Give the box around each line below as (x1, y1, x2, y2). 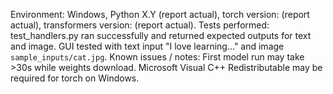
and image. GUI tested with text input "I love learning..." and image (10, 40, 285, 52)
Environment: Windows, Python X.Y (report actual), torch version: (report (10, 9, 310, 20)
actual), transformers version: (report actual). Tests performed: (10, 19, 270, 31)
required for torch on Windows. (10, 72, 140, 84)
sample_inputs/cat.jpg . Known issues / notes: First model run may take (10, 51, 305, 63)
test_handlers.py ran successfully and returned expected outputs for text (10, 30, 312, 41)
